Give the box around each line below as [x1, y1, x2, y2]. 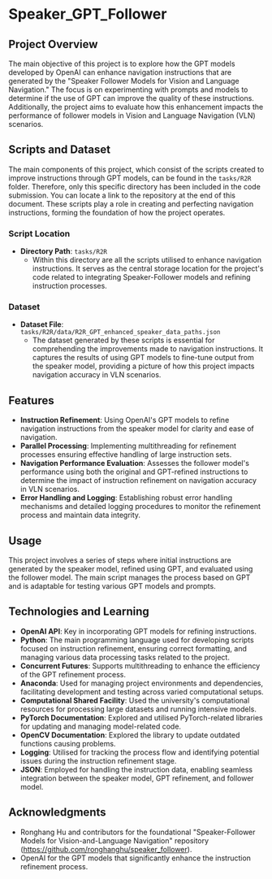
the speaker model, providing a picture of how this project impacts [32, 361, 255, 371]
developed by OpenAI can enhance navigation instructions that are [8, 67, 232, 77]
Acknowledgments [8, 806, 107, 820]
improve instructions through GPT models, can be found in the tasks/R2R [8, 172, 252, 183]
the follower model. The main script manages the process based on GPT [8, 572, 251, 582]
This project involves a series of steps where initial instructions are [8, 555, 231, 565]
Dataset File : [19, 320, 64, 329]
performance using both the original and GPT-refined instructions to [19, 467, 248, 476]
